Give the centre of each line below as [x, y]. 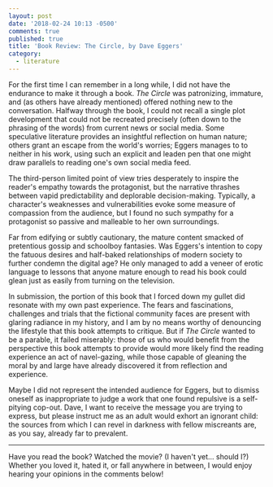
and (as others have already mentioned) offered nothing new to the [121, 102]
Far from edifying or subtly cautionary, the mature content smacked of [126, 237]
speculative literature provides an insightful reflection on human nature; [128, 136]
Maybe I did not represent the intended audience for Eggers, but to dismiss [134, 390]
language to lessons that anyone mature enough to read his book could [128, 272]
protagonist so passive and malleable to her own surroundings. [114, 222]
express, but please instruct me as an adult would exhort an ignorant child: [133, 415]
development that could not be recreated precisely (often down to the [125, 119]
